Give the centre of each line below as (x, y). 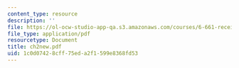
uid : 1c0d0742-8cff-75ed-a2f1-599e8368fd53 (73, 54)
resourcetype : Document (43, 40)
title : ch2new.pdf (34, 47)
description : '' (31, 21)
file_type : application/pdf (49, 34)
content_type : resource (43, 14)
